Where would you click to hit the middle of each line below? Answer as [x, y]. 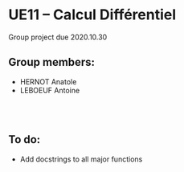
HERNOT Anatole [48, 81]
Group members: [51, 62]
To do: [25, 139]
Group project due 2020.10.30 [58, 37]
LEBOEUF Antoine [50, 90]
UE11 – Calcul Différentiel [92, 15]
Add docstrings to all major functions [81, 159]
